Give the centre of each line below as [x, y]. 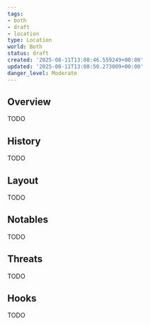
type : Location [30, 40]
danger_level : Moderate [42, 73]
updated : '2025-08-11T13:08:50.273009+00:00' [75, 67]
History [24, 141]
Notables [28, 220]
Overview [29, 102]
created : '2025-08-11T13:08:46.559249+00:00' [75, 60]
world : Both [25, 47]
